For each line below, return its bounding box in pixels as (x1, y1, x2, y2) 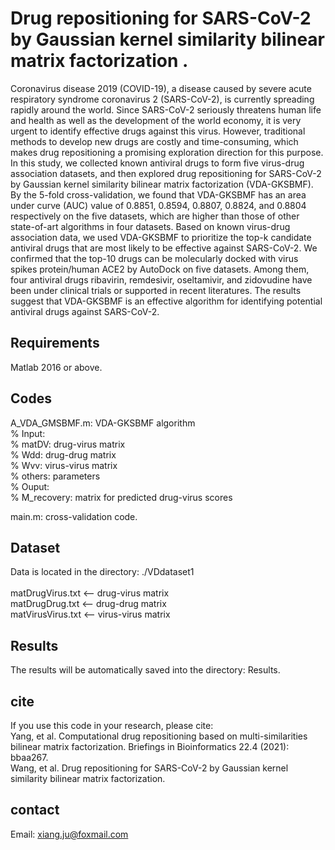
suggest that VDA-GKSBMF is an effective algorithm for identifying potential (10, 295, 323, 307)
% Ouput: (10, 480, 50, 492)
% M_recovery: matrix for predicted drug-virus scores (10, 491, 233, 503)
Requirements (10, 335, 100, 352)
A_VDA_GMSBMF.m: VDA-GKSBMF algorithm (10, 417, 196, 429)
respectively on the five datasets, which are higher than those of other (10, 210, 300, 222)
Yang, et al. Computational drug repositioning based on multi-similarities (10, 730, 308, 742)
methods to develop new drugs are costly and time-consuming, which (10, 135, 299, 147)
